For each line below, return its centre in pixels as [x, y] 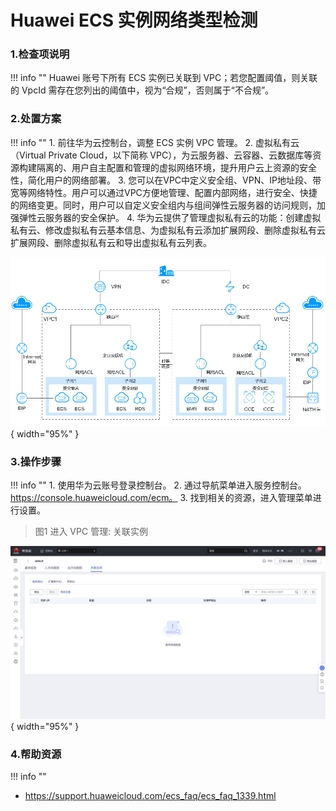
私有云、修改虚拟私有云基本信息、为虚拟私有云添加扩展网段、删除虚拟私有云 [168, 230]
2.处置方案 [36, 119]
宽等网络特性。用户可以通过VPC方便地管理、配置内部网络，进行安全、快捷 [164, 192]
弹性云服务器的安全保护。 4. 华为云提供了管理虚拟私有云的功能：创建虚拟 [170, 217]
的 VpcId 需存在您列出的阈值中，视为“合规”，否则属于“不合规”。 [142, 90]
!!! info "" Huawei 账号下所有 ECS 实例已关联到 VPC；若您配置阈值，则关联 [164, 78]
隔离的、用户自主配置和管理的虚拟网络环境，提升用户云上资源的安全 [176, 167]
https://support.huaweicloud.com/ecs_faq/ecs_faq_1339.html [150, 796]
